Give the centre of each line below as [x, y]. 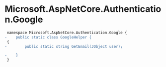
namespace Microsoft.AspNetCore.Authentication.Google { [67, 33]
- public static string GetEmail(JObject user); [64, 46]
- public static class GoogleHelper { [48, 37]
